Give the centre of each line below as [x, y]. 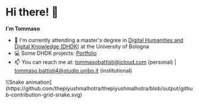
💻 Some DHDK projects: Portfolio [55, 53]
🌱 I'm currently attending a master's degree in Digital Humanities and [99, 40]
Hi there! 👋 [32, 12]
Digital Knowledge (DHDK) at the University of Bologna [82, 46]
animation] [38, 82]
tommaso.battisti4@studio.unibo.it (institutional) [73, 70]
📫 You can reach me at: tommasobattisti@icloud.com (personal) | [95, 62]
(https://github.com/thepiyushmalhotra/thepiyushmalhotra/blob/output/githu [99, 88]
